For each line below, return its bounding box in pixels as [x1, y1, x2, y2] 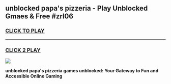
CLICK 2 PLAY [5, 46, 41, 53]
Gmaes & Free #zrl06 [5, 12, 74, 21]
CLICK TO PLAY [5, 27, 45, 35]
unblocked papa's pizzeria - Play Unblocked [5, 4, 148, 13]
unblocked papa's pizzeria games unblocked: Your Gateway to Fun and [5, 67, 159, 73]
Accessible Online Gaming [5, 73, 63, 79]
